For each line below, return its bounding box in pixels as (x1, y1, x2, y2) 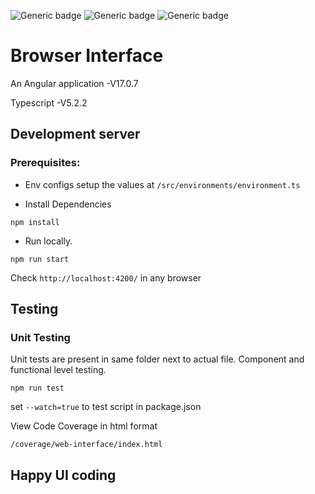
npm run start (10, 254, 70, 264)
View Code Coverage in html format (10, 420, 158, 432)
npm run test (10, 383, 65, 394)
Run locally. (24, 235, 73, 247)
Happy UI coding (10, 466, 117, 484)
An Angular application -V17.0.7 (10, 77, 139, 89)
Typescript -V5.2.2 (10, 96, 88, 109)
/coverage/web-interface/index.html (10, 440, 163, 450)
